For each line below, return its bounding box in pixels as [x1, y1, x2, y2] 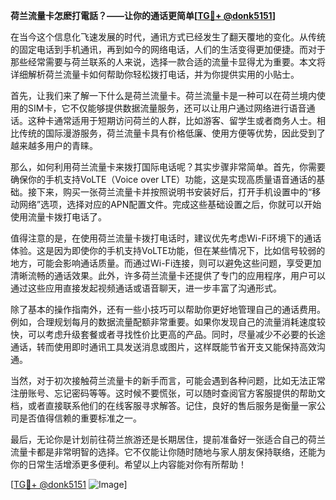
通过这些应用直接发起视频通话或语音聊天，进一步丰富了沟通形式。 [10, 282, 282, 294]
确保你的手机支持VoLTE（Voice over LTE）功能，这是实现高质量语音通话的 [10, 174, 317, 185]
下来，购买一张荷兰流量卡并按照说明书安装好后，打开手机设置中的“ [36, 186, 313, 198]
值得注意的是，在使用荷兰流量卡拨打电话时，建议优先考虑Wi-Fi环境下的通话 [10, 232, 322, 244]
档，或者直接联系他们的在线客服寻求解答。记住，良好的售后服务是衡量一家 [10, 400, 317, 411]
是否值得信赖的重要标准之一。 [18, 412, 142, 424]
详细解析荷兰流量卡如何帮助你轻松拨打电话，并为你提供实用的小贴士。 [10, 69, 300, 80]
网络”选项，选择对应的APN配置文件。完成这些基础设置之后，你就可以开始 [18, 199, 322, 210]
